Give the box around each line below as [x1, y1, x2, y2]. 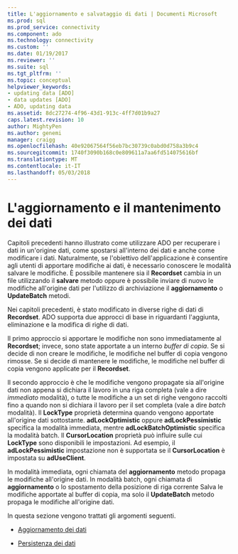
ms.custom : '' [7, 43, 50, 50]
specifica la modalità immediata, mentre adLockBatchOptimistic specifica [7, 423, 225, 432]
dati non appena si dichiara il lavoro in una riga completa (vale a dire [7, 385, 207, 394]
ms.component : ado [7, 30, 62, 38]
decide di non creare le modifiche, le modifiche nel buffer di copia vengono [7, 349, 228, 358]
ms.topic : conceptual [7, 76, 72, 84]
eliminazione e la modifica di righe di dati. [7, 320, 129, 329]
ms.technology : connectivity [7, 37, 94, 44]
